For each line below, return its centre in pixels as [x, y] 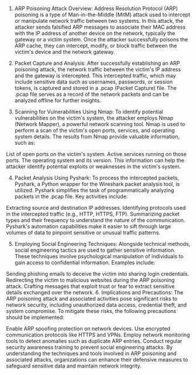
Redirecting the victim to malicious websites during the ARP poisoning [90, 280]
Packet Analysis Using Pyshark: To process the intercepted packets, [97, 178]
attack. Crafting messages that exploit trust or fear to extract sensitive [90, 286]
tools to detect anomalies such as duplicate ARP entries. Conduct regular [94, 341]
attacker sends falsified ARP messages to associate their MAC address [100, 27]
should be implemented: [35, 317]
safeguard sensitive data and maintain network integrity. [74, 366]
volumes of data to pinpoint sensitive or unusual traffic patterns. [83, 232]
